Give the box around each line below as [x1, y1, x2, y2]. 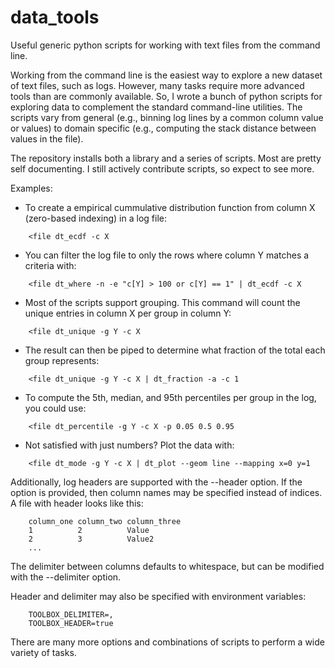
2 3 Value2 [28, 534, 155, 544]
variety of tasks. [10, 646, 77, 658]
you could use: [24, 402, 87, 414]
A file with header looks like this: [10, 497, 144, 509]
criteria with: [24, 259, 77, 271]
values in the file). [10, 132, 84, 145]
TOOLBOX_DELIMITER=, [28, 609, 114, 620]
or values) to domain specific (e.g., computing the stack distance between [10, 122, 317, 134]
